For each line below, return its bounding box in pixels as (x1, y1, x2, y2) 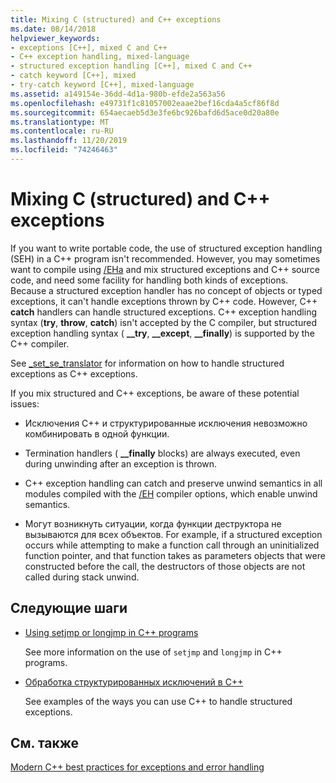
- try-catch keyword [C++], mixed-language (10, 80, 195, 90)
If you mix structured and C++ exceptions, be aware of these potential (10, 387, 300, 399)
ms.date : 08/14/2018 (10, 24, 97, 34)
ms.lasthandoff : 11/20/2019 (10, 136, 128, 146)
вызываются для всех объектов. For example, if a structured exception (24, 528, 323, 540)
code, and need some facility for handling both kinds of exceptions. (10, 274, 289, 286)
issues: (10, 397, 40, 410)
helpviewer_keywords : (10, 33, 101, 43)
